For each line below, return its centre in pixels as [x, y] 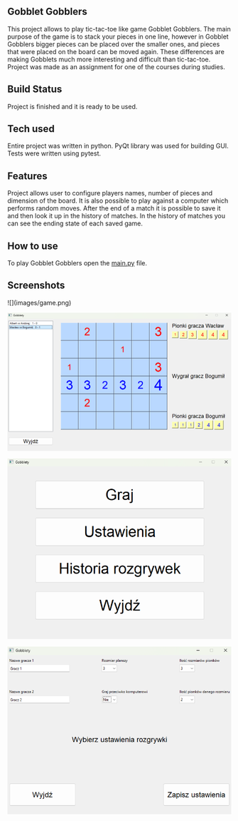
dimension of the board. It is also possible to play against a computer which [118, 201]
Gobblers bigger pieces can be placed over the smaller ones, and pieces [114, 44]
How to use [33, 246]
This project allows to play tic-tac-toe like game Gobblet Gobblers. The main [119, 29]
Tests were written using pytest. [54, 153]
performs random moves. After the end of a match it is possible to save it [114, 208]
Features [27, 176]
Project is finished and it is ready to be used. [72, 106]
